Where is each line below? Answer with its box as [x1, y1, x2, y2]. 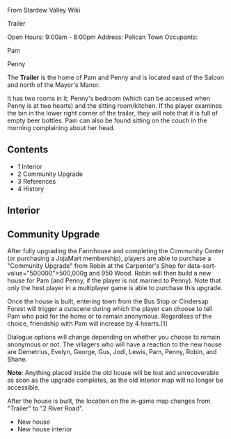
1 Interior [17, 162, 43, 170]
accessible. [7, 383, 40, 392]
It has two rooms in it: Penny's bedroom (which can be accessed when [7, 94, 211, 102]
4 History [17, 184, 45, 193]
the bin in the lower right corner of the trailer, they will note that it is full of [7, 109, 218, 117]
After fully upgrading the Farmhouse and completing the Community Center [7, 247, 224, 255]
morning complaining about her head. [7, 124, 115, 131]
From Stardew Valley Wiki [7, 6, 81, 14]
